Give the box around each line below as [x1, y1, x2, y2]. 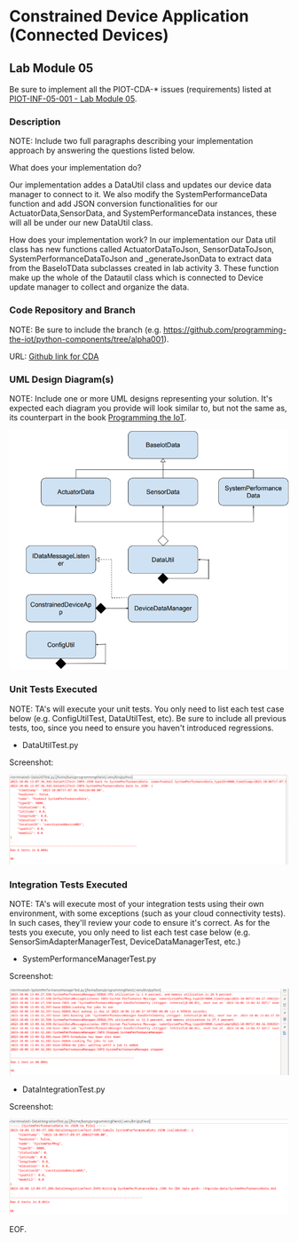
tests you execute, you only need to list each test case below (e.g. [9, 927, 251, 938]
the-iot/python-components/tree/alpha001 [9, 333, 164, 344]
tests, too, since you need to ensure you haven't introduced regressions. [9, 722, 274, 733]
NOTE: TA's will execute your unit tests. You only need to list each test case [9, 704, 285, 714]
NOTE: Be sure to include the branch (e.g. [9, 324, 162, 335]
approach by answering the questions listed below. [9, 145, 195, 156]
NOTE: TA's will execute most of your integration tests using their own [9, 899, 264, 910]
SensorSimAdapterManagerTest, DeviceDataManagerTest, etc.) [9, 936, 241, 947]
